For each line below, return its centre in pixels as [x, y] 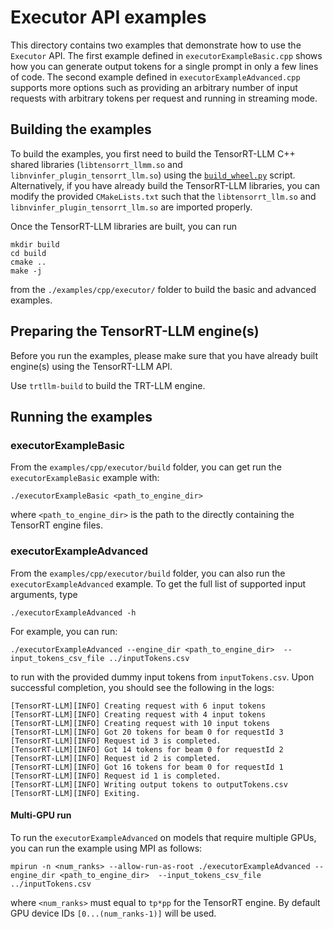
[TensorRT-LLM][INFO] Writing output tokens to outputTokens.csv [149, 784]
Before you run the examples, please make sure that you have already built [164, 355]
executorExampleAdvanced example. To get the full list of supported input [158, 583]
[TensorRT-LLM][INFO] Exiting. [75, 793]
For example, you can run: [64, 631]
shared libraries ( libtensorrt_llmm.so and [96, 164]
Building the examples [81, 129]
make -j [26, 271]
